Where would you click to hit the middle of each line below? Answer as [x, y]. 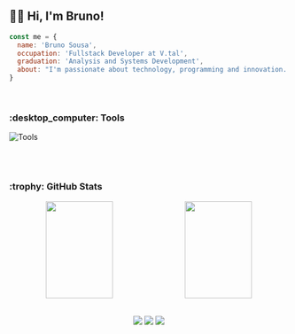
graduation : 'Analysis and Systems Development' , [110, 62]
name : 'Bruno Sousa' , [57, 45]
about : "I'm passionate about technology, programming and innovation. [152, 70]
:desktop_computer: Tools [67, 118]
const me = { [33, 36]
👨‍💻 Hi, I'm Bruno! [57, 16]
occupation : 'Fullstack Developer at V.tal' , [103, 53]
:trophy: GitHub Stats [56, 187]
